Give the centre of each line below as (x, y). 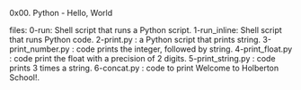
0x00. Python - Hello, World (61, 13)
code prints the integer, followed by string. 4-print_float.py (184, 49)
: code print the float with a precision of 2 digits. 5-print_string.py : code (142, 58)
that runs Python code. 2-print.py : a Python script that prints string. (135, 40)
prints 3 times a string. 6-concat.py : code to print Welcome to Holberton (144, 68)
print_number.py (40, 49)
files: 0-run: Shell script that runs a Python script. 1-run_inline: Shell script (146, 30)
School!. (25, 78)
